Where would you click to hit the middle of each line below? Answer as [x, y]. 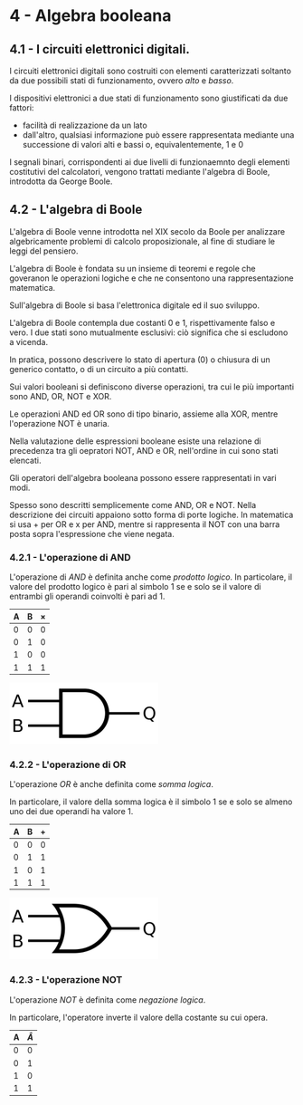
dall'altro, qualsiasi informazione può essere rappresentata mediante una [158, 135]
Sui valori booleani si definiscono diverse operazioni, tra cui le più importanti [152, 387]
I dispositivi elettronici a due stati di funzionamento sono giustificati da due [149, 98]
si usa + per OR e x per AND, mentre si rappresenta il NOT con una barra [145, 524]
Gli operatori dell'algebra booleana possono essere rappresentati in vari [143, 477]
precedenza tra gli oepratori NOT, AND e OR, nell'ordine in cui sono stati [144, 450]
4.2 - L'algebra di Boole [76, 210]
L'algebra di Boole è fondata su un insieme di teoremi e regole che [133, 268]
